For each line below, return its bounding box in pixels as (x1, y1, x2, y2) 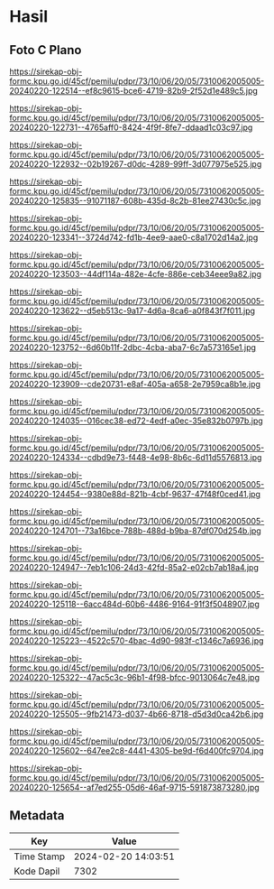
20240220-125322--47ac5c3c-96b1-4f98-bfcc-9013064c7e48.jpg (9, 672, 260, 682)
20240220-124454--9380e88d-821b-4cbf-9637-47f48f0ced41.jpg (9, 489, 261, 499)
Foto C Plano (9, 42, 82, 58)
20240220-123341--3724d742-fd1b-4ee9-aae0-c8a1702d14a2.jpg (9, 232, 259, 243)
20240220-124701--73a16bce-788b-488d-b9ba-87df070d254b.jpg (9, 525, 261, 536)
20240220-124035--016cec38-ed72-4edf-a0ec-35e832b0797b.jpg (9, 415, 263, 426)
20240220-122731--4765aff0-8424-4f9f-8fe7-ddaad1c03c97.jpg (9, 122, 253, 133)
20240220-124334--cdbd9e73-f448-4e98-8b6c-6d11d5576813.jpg (9, 452, 262, 462)
